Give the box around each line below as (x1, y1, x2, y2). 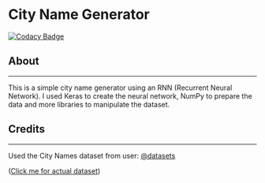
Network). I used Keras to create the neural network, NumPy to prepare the (8, 91, 252, 100)
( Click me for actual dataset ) (8, 166, 101, 175)
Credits (8, 122, 46, 136)
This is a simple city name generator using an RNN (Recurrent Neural (8, 83, 233, 92)
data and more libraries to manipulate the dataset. (8, 99, 170, 109)
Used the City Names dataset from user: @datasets (8, 151, 176, 160)
